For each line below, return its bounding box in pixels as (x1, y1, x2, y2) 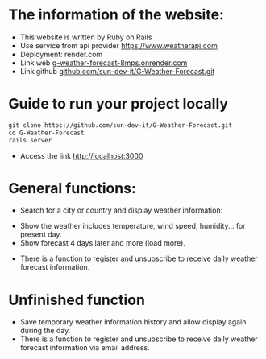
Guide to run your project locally (8, 95, 228, 113)
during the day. (19, 326, 71, 336)
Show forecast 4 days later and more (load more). (19, 238, 186, 248)
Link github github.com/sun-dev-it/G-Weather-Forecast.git (19, 66, 215, 76)
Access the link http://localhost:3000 (19, 151, 143, 160)
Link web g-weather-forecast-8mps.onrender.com (19, 58, 188, 68)
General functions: (8, 179, 137, 197)
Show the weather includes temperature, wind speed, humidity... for (19, 221, 246, 231)
